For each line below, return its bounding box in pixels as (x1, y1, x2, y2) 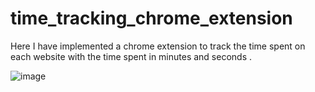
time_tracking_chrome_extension (10, 7, 293, 30)
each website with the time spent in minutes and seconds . (10, 50, 253, 62)
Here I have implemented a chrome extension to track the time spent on (10, 40, 306, 52)
